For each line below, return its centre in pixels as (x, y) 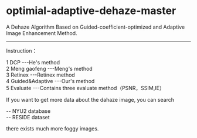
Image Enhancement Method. (42, 33)
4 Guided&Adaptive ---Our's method (50, 81)
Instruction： (22, 50)
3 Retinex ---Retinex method (40, 75)
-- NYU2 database (28, 111)
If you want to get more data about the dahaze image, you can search (90, 99)
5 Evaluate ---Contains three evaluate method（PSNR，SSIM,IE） (86, 88)
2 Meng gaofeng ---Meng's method (49, 68)
